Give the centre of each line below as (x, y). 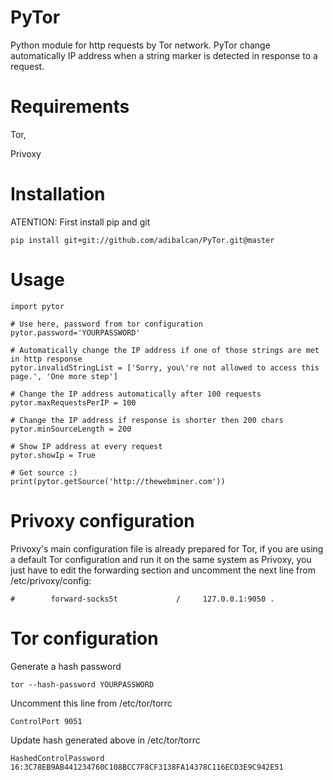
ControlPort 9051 (46, 721)
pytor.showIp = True (53, 455)
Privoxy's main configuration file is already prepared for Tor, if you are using (167, 548)
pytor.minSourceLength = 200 (71, 429)
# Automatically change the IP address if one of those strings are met (165, 350)
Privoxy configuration (102, 520)
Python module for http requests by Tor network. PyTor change (140, 45)
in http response (46, 359)
